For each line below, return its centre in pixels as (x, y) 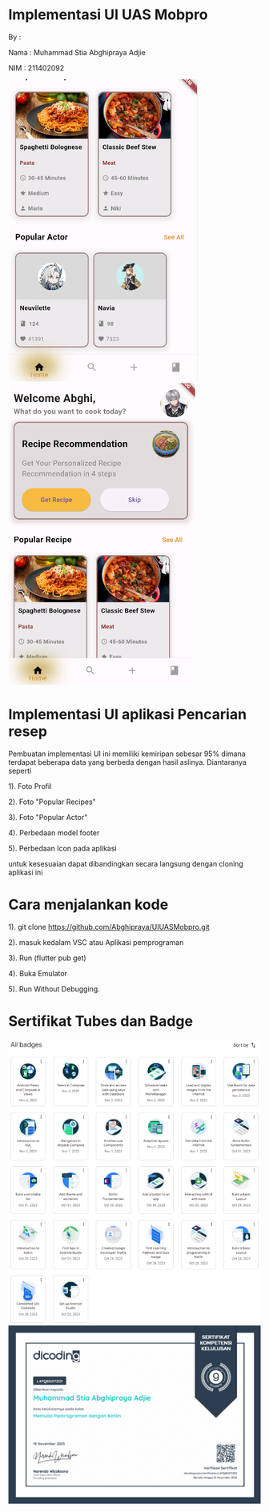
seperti (20, 770)
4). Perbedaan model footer (54, 832)
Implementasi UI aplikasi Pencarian (127, 715)
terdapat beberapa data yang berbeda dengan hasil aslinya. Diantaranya (127, 762)
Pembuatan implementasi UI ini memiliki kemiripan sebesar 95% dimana (127, 754)
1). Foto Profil (30, 786)
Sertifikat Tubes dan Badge (101, 1021)
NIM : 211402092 (36, 68)
